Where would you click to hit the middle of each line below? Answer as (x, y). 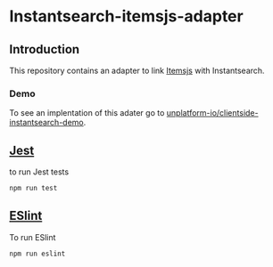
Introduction (45, 49)
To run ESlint (33, 237)
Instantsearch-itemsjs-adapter (126, 16)
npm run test (33, 189)
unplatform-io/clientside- (212, 113)
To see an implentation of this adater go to (87, 113)
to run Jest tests (39, 172)
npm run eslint (37, 254)
